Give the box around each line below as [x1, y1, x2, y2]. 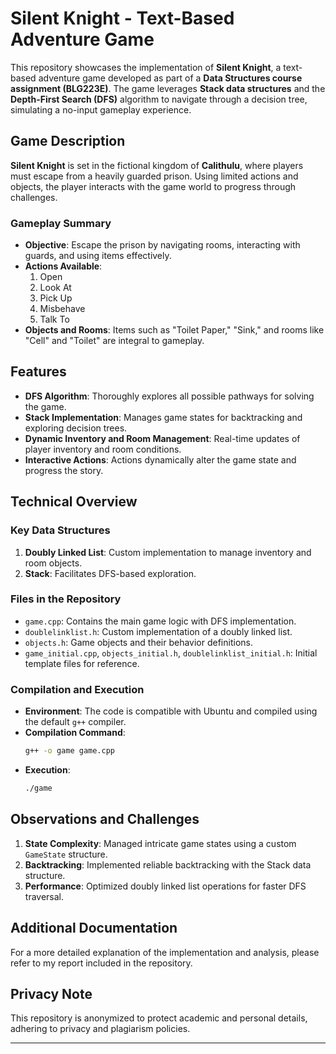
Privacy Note [10, 985, 93, 1002]
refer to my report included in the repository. [10, 957, 193, 969]
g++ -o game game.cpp [24, 746, 116, 756]
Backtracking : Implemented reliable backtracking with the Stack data [24, 858, 312, 871]
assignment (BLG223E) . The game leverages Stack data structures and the [10, 82, 326, 94]
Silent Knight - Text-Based [10, 7, 235, 30]
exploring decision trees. [24, 422, 128, 434]
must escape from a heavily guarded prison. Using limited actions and [10, 170, 299, 182]
